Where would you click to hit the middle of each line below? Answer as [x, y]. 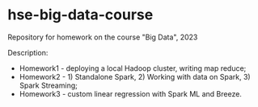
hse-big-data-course [80, 15]
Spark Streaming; [48, 85]
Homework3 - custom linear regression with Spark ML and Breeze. [130, 93]
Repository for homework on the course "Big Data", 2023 [103, 37]
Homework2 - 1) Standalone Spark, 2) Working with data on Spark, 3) [135, 76]
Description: [28, 52]
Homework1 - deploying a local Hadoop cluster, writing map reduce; [133, 68]
